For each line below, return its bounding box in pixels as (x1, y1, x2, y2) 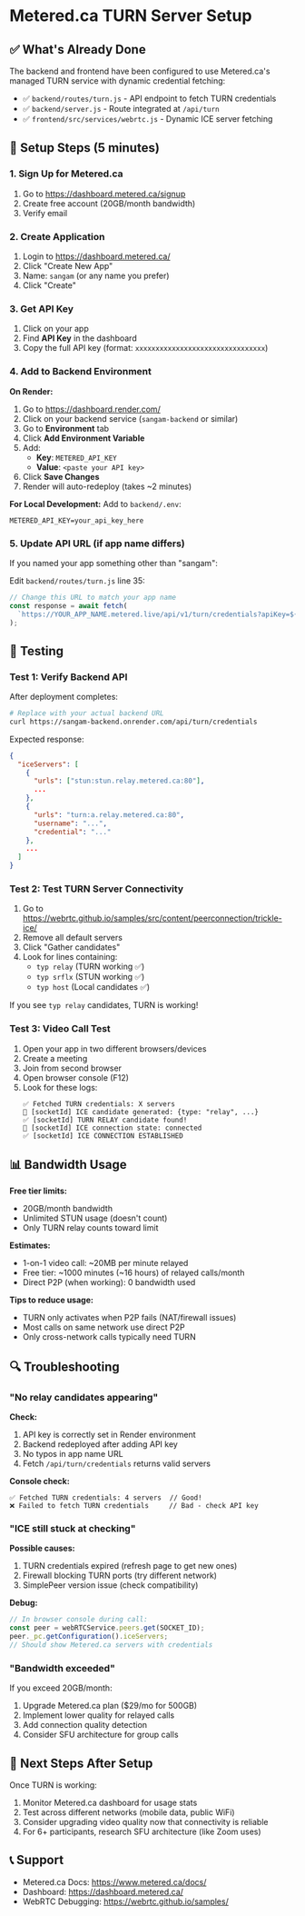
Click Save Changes (22, 471, 100, 482)
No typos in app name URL (22, 1449, 124, 1460)
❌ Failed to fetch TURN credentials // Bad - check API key (9, 1502, 259, 1511)
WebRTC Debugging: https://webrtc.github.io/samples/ (22, 1896, 229, 1907)
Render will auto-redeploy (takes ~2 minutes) (22, 481, 192, 492)
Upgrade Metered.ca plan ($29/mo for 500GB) (22, 1701, 198, 1711)
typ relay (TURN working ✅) (35, 961, 145, 973)
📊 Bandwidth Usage (9, 1157, 127, 1173)
